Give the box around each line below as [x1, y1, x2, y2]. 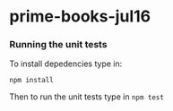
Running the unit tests [9, 38, 108, 51]
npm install [9, 76, 54, 85]
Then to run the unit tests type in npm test [9, 91, 164, 102]
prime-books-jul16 [9, 6, 151, 27]
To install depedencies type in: [9, 58, 123, 69]
